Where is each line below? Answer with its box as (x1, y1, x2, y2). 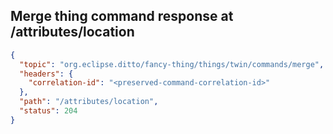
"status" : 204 (19, 106, 78, 116)
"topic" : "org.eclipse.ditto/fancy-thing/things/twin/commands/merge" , (19, 59, 325, 69)
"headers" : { (19, 69, 74, 79)
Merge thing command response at (10, 8, 234, 25)
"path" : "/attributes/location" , (19, 97, 159, 107)
